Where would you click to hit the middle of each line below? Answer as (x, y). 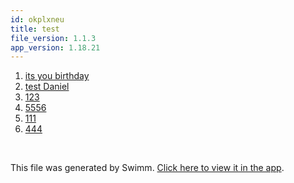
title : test (35, 29)
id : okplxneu (37, 19)
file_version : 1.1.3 (53, 38)
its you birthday (57, 76)
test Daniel (47, 87)
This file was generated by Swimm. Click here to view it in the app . (147, 168)
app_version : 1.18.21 (55, 47)
